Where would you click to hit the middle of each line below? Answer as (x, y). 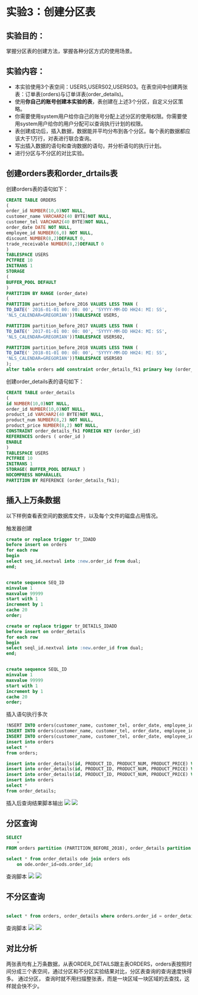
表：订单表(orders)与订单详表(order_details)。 (70, 94)
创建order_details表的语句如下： (45, 381)
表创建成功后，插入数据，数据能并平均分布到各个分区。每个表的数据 (97, 131)
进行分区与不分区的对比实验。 (51, 153)
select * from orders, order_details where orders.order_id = (84, 916)
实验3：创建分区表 (51, 12)
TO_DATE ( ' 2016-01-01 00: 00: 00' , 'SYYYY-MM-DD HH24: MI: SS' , (87, 310)
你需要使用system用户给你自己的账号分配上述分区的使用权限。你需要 (98, 116)
